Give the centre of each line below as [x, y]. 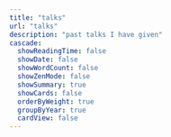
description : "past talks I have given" [86, 34]
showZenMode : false [54, 77]
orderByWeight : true [56, 101]
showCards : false [50, 93]
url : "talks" [34, 26]
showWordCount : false [58, 68]
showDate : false [48, 59]
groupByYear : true [52, 110]
